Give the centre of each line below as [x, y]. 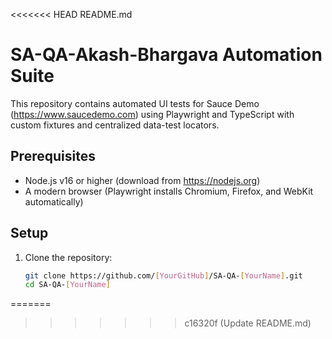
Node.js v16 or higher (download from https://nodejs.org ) [142, 180]
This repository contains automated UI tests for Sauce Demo [135, 103]
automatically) [54, 201]
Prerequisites [53, 156]
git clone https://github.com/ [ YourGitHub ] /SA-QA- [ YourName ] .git [163, 275]
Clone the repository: [68, 257]
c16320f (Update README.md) [248, 323]
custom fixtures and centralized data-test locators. [115, 125]
